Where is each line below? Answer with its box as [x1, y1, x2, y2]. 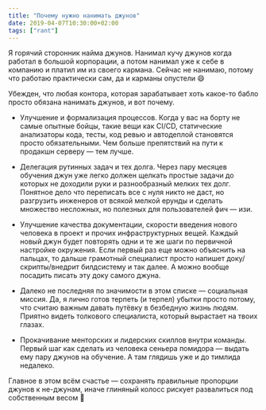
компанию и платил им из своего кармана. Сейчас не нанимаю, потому [8, 65, 254, 75]
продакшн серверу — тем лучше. [19, 146, 134, 156]
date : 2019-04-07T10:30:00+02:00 [8, 19, 119, 27]
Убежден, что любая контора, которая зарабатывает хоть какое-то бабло [8, 89, 259, 99]
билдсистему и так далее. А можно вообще [80, 262, 229, 271]
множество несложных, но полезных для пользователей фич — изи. [19, 205, 253, 214]
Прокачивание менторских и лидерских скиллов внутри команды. [19, 335, 247, 345]
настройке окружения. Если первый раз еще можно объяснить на [19, 245, 246, 255]
